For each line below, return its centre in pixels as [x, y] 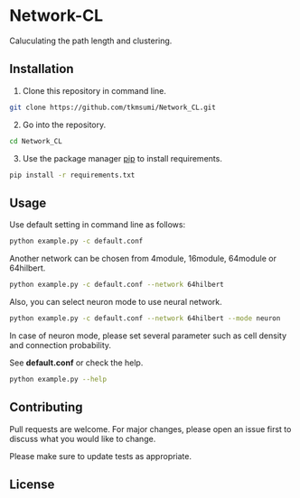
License [32, 484]
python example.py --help [58, 379]
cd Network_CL [36, 141]
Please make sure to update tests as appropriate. [101, 456]
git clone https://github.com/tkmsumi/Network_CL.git [113, 107]
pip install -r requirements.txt [72, 175]
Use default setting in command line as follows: [98, 225]
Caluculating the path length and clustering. [91, 41]
